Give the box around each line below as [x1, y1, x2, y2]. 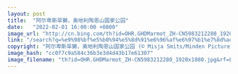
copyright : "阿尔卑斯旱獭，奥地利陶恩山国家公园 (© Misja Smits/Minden [7, 43, 205, 50]
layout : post [7, 10, 46, 18]
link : [7, 37, 23, 44]
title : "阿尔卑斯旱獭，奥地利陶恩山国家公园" [7, 17, 129, 24]
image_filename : [7, 56, 55, 63]
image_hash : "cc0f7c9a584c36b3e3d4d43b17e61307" [7, 50, 154, 57]
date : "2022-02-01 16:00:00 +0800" [7, 23, 119, 30]
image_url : [7, 30, 40, 37]
